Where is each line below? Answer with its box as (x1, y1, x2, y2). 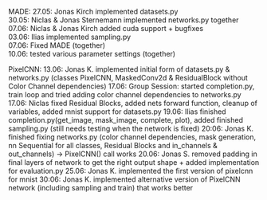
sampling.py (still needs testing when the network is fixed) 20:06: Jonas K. (8, 124, 253, 133)
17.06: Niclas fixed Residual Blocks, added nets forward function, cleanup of (8, 99, 257, 108)
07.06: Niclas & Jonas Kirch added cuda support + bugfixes (8, 24, 204, 33)
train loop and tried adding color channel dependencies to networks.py (8, 90, 241, 99)
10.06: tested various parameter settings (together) (8, 49, 176, 58)
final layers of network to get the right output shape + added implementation (8, 158, 260, 167)
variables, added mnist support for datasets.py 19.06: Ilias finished (8, 107, 226, 116)
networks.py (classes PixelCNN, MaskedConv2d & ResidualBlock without (8, 73, 249, 82)
